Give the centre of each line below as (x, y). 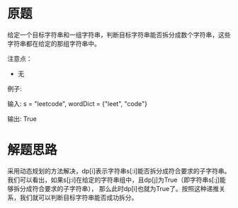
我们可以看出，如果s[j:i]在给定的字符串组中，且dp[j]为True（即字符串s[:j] (113, 180)
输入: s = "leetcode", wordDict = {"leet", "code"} (77, 103)
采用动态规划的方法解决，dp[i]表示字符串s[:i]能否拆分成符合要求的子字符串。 (119, 171)
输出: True (22, 119)
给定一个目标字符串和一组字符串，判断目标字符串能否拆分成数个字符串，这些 (119, 35)
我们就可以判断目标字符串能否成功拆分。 (79, 197)
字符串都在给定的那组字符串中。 (54, 43)
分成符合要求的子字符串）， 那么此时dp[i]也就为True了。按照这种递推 (119, 188)
